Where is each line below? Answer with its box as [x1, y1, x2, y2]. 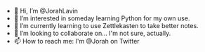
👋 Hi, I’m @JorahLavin [13, 7, 79, 15]
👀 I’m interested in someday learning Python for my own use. [13, 14, 190, 22]
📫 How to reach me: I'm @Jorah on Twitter [13, 37, 140, 45]
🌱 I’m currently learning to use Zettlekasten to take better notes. [13, 22, 199, 30]
